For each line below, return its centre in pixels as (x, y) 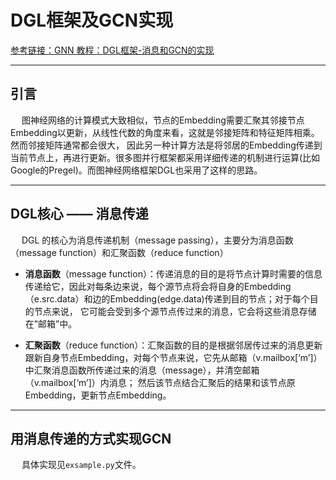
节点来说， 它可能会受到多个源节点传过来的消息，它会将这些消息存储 (175, 311)
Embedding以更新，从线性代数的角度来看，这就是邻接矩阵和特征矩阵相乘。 (165, 132)
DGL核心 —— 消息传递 (79, 214)
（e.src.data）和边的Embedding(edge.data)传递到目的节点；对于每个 (167, 298)
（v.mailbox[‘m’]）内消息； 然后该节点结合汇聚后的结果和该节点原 (160, 382)
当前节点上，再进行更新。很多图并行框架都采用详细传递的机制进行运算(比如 (165, 157)
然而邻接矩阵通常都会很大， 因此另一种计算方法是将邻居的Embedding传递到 (166, 145)
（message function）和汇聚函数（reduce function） (119, 252)
